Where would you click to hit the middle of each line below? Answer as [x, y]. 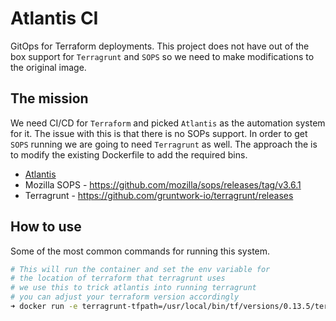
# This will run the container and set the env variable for [140, 269]
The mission [49, 98]
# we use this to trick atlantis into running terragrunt [133, 288]
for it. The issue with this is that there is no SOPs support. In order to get [159, 133]
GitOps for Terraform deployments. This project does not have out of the [160, 46]
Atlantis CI [54, 18]
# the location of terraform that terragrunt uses [118, 278]
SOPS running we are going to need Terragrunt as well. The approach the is [164, 144]
